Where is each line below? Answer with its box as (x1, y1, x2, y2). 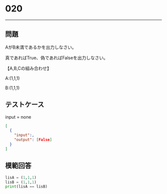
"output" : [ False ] (14, 137, 52, 142)
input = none (5, 114, 31, 120)
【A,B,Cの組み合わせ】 (5, 65, 52, 71)
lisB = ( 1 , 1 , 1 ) (5, 180, 37, 185)
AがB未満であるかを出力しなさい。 (5, 44, 77, 50)
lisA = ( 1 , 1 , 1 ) (5, 175, 37, 180)
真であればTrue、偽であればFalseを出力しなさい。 (5, 55, 108, 61)
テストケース (5, 100, 44, 109)
